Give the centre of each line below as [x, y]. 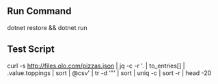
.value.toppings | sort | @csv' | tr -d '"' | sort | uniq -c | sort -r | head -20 [109, 73]
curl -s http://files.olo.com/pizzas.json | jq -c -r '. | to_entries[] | [96, 66]
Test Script [31, 50]
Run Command [39, 11]
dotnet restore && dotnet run [47, 27]
